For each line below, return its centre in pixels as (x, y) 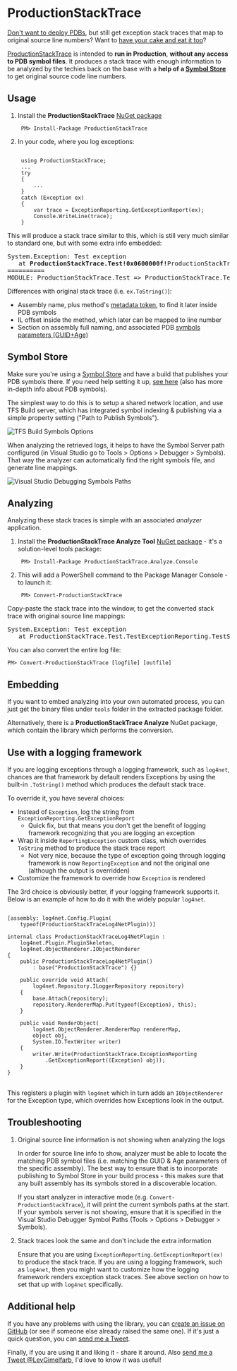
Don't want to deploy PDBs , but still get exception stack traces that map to (115, 32)
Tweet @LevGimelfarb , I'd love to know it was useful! (84, 1360)
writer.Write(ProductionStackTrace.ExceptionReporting (115, 1054)
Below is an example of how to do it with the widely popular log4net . (107, 899)
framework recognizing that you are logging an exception (111, 833)
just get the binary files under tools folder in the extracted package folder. (115, 709)
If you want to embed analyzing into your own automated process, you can (116, 702)
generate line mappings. (42, 467)
